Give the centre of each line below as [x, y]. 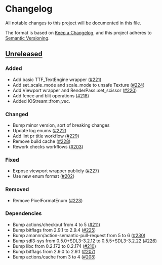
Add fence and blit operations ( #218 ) [51, 96]
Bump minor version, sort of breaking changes [61, 125]
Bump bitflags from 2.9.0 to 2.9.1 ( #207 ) [54, 251]
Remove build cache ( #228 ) [42, 141]
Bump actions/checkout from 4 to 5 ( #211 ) [56, 224]
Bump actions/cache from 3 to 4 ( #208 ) [54, 257]
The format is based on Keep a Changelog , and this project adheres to [78, 32]
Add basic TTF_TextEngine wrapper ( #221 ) [57, 80]
